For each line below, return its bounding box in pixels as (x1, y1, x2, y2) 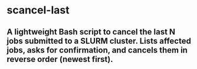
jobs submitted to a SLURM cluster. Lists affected (6, 36, 191, 46)
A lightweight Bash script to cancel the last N (6, 27, 176, 37)
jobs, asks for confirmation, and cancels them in (6, 45, 188, 55)
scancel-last (6, 4, 70, 17)
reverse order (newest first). (6, 54, 114, 64)
